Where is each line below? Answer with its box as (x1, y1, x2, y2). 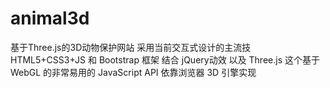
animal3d (10, 7, 90, 30)
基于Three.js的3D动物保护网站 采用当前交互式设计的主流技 (10, 41, 252, 53)
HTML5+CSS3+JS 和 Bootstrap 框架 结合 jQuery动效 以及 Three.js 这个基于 (10, 53, 320, 66)
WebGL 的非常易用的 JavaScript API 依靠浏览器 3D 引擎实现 (10, 66, 257, 78)
